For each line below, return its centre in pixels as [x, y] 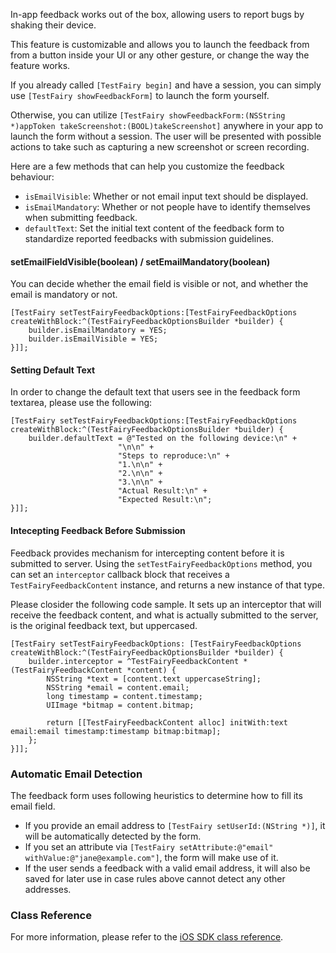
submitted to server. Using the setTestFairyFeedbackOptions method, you [161, 563]
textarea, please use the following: [81, 403]
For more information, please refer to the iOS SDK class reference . [147, 937]
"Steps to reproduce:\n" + [173, 456]
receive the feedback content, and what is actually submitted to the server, [164, 615]
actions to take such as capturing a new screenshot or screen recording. [160, 147]
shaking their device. [53, 25]
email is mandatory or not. [64, 295]
